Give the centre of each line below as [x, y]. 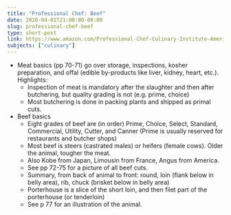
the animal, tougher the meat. [69, 153]
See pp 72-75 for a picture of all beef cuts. [87, 167]
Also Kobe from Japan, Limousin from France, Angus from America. [123, 160]
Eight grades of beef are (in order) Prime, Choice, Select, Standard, [122, 124]
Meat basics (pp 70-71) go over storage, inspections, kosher [102, 65]
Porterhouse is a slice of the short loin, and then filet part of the [117, 190]
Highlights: [32, 80]
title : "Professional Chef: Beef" [57, 13]
